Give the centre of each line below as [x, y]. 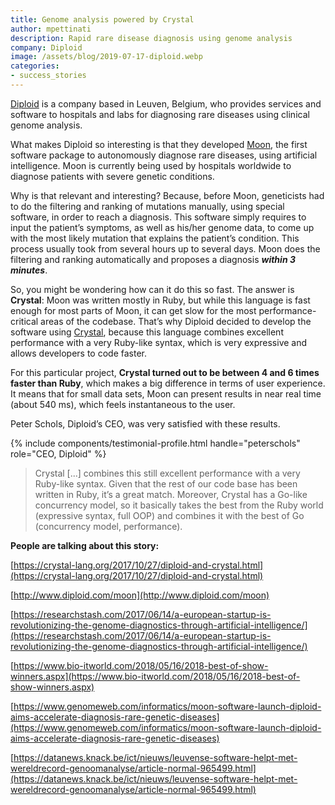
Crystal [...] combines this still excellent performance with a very [167, 473]
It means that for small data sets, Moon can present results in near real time [166, 393]
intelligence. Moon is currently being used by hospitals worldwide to [151, 165]
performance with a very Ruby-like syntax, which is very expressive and [159, 342]
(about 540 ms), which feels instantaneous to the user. [123, 404]
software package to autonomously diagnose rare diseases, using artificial [164, 155]
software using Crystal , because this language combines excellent [147, 332]
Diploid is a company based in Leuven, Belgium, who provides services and [166, 103]
